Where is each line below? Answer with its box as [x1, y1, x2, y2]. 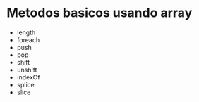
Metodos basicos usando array [6, 5, 193, 21]
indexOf [16, 72, 40, 82]
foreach [16, 35, 40, 44]
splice [16, 80, 35, 89]
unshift [16, 65, 37, 74]
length [16, 28, 36, 37]
